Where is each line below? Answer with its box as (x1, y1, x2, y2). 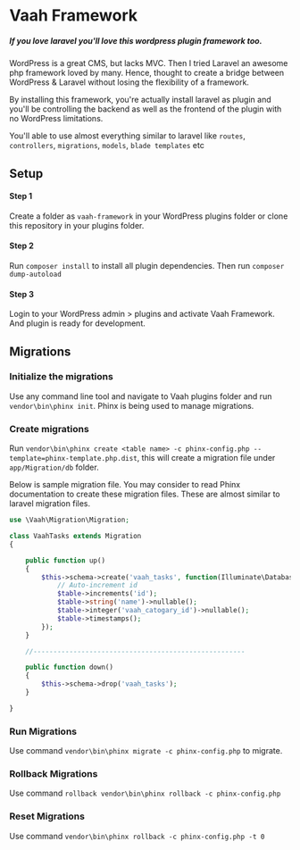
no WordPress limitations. (9, 113, 104, 124)
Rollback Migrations (9, 767, 98, 779)
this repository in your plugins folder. (9, 220, 145, 230)
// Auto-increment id (56, 581, 138, 590)
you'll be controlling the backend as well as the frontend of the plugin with (9, 104, 282, 114)
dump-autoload (9, 270, 62, 279)
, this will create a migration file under (137, 453, 276, 463)
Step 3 (9, 288, 34, 299)
